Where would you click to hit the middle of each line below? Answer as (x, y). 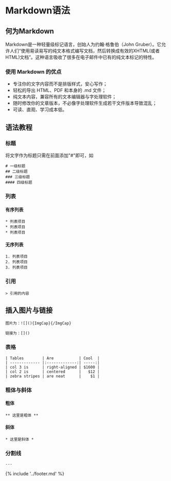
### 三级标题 (18, 177)
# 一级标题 (15, 166)
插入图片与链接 (29, 310)
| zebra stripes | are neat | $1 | (53, 376)
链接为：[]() (18, 333)
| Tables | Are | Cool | (53, 358)
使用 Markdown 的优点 (33, 71)
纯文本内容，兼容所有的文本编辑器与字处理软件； (64, 97)
